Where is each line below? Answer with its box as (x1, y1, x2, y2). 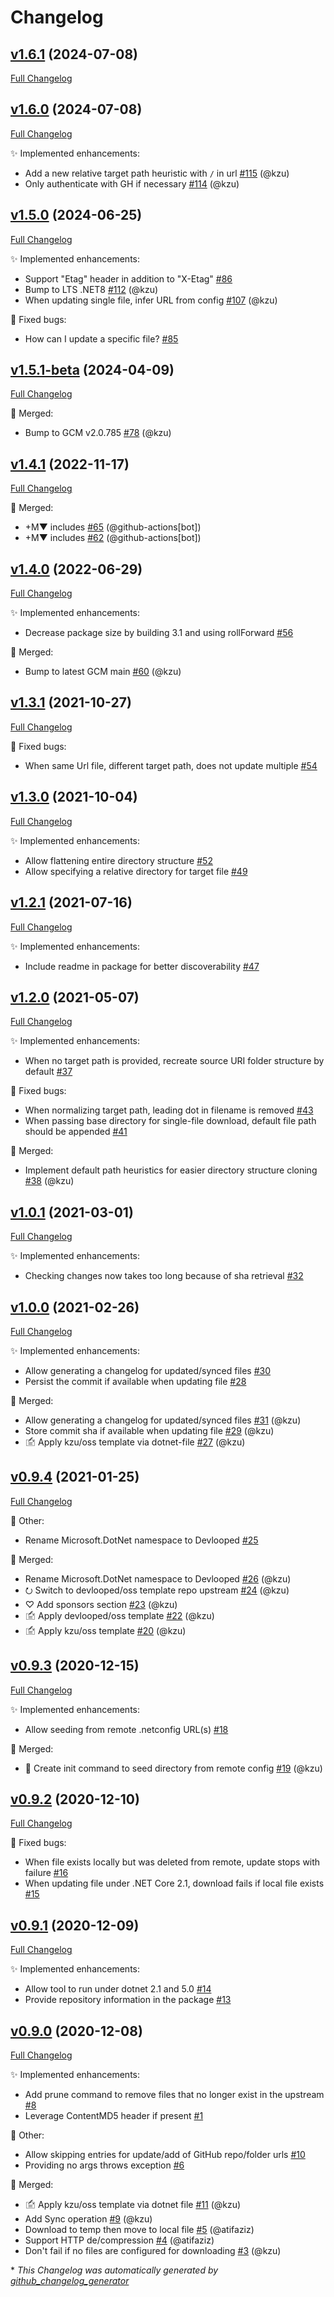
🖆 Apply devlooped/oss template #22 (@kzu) (24, 1609, 215, 1621)
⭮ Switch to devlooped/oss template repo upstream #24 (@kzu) (24, 1584, 290, 1596)
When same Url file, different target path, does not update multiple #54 (24, 759, 318, 771)
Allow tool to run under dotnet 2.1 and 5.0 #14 (24, 1983, 212, 1995)
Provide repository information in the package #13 (24, 1994, 232, 2006)
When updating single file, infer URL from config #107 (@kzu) (24, 294, 278, 306)
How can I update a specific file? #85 (24, 332, 179, 345)
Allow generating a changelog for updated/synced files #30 (24, 1364, 272, 1376)
